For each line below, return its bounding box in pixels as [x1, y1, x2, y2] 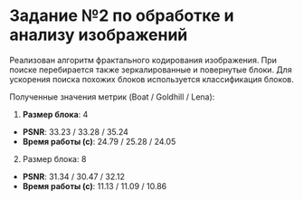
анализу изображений [9, 24, 188, 45]
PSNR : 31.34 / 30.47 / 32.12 [22, 171, 125, 182]
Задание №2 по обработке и [9, 5, 234, 26]
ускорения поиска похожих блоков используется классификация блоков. [9, 73, 294, 84]
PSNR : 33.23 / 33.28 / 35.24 [22, 126, 129, 137]
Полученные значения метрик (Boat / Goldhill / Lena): [9, 91, 215, 102]
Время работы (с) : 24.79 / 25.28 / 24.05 [22, 136, 176, 147]
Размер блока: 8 [22, 153, 87, 164]
